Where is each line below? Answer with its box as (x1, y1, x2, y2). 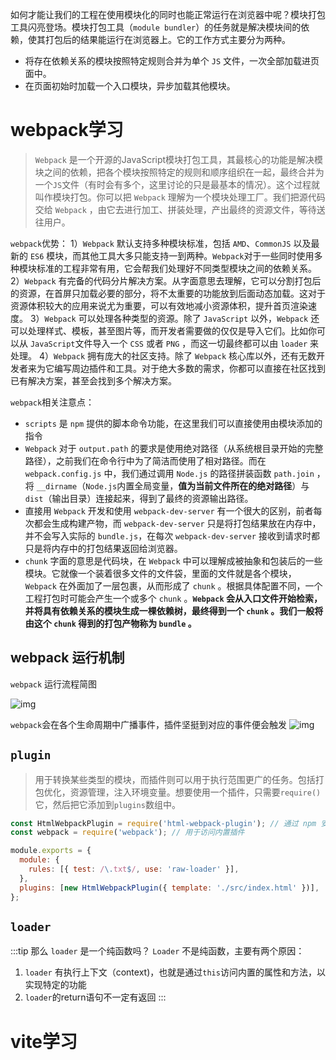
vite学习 (10, 1030, 78, 1053)
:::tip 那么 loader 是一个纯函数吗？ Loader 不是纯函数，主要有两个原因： (10, 945, 305, 957)
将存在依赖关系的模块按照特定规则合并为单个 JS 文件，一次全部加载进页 (24, 55, 320, 67)
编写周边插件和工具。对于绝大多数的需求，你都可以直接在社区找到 (53, 362, 326, 374)
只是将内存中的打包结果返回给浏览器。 (24, 542, 183, 554)
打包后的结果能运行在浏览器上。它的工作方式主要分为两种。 (44, 34, 291, 45)
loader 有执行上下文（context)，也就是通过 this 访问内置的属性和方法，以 (24, 966, 326, 978)
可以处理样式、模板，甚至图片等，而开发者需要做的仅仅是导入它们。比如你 (10, 324, 317, 337)
